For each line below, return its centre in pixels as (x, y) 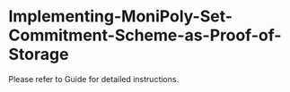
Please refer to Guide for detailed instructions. (94, 79)
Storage (39, 54)
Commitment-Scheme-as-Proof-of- (145, 35)
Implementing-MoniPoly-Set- (121, 17)
